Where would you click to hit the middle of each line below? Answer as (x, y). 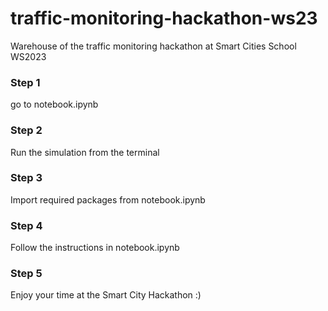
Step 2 (26, 130)
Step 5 (26, 274)
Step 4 (26, 225)
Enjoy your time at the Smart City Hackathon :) (106, 295)
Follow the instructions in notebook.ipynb (95, 248)
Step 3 (26, 178)
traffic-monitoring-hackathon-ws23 (164, 18)
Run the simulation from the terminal (85, 152)
